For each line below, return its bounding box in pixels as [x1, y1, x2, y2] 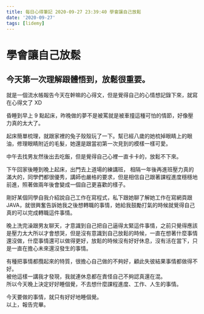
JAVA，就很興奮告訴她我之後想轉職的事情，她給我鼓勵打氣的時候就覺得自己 [6, 202, 195, 209]
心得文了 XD [11, 99, 42, 106]
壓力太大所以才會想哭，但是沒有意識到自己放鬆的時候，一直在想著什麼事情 [11, 230, 198, 237]
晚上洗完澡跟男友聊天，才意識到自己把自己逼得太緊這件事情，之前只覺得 [6, 222, 187, 230]
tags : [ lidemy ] [6, 20, 45, 26]
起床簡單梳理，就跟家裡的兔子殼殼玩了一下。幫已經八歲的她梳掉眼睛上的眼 [6, 132, 192, 140]
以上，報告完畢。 [6, 301, 49, 309]
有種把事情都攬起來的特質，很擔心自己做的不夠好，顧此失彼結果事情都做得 [6, 258, 192, 265]
